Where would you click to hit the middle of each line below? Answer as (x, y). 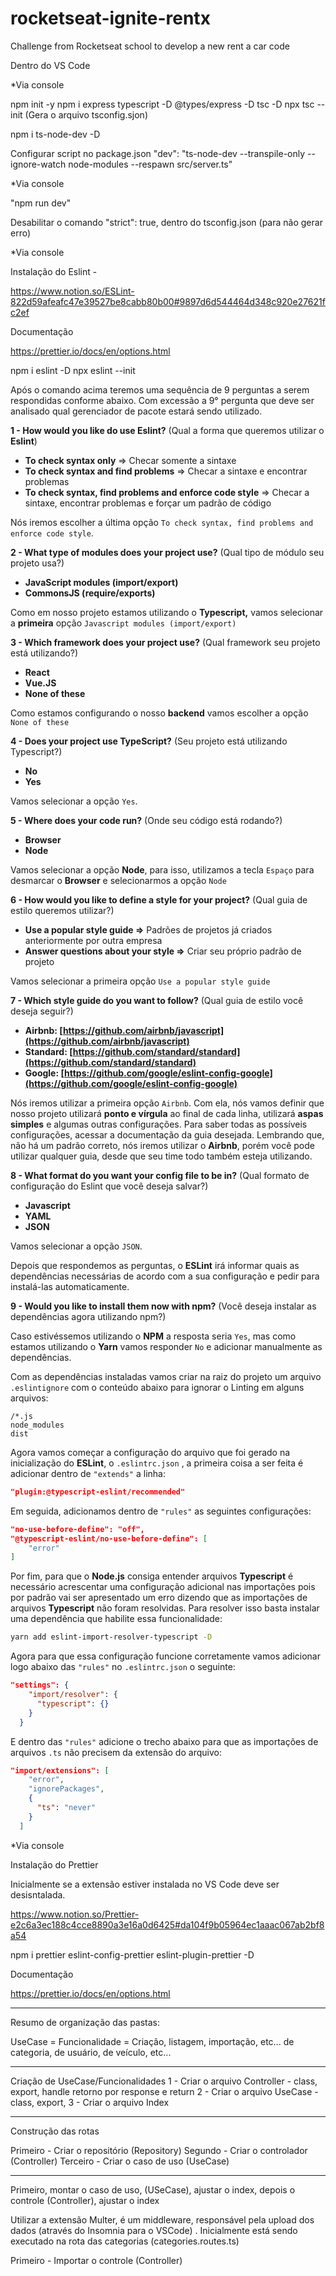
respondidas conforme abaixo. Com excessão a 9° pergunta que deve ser (162, 400)
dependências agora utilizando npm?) (88, 1316)
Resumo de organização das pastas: (85, 2022)
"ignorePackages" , (66, 1789)
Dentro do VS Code (50, 65)
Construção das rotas (55, 2131)
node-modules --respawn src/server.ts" (150, 164)
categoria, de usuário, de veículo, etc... (91, 2052)
